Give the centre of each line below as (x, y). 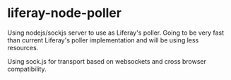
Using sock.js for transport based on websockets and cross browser (107, 61)
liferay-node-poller (65, 13)
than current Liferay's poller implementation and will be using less (103, 40)
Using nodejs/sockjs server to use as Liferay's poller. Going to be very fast (116, 33)
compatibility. (27, 69)
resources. (23, 47)
